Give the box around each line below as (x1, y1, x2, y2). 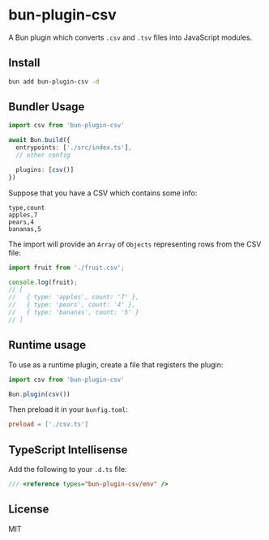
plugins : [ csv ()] (15, 165, 75, 174)
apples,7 (8, 211, 38, 219)
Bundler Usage (8, 100, 85, 114)
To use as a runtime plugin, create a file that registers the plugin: (8, 359, 224, 370)
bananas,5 (8, 225, 42, 233)
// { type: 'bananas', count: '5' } (8, 308, 139, 317)
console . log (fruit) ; (8, 278, 79, 286)
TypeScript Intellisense (8, 443, 128, 456)
